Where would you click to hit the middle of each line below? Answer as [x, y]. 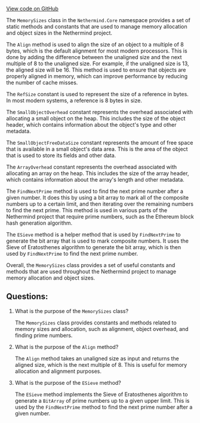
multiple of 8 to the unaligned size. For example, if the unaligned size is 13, [98, 63]
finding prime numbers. [44, 335]
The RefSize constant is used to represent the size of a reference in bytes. [98, 94]
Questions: [27, 297]
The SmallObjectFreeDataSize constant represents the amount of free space [100, 142]
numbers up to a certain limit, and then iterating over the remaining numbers [100, 204]
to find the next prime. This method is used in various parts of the [87, 210]
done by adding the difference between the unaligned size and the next [94, 57]
